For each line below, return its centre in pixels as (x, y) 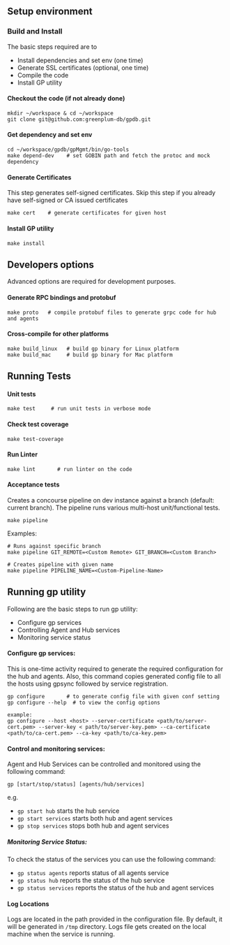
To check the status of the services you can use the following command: (112, 860)
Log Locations (28, 904)
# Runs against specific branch (54, 546)
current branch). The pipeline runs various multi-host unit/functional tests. (114, 507)
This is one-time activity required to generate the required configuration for (115, 669)
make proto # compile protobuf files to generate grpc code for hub (112, 312)
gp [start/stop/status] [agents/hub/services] (76, 785)
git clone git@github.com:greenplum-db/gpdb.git (79, 119)
